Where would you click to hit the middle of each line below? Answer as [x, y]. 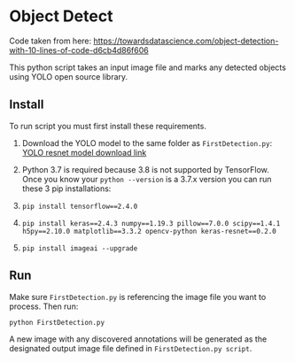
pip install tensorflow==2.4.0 [80, 206]
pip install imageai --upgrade [80, 248]
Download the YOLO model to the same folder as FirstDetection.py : [147, 142]
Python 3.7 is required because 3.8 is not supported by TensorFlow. [146, 169]
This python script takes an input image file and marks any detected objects [147, 67]
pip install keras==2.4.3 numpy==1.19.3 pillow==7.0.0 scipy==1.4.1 [151, 223]
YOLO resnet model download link [84, 152]
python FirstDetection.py [57, 322]
